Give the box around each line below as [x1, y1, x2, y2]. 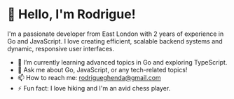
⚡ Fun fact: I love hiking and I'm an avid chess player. [17, 84, 171, 92]
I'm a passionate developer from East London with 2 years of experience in [7, 29, 224, 38]
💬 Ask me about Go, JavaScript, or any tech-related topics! [17, 65, 188, 74]
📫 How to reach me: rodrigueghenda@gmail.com [17, 73, 161, 81]
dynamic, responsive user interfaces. [7, 44, 114, 53]
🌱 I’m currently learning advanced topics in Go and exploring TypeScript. [17, 58, 228, 66]
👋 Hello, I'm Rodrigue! [7, 6, 136, 22]
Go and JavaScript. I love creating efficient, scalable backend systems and [7, 37, 223, 45]
